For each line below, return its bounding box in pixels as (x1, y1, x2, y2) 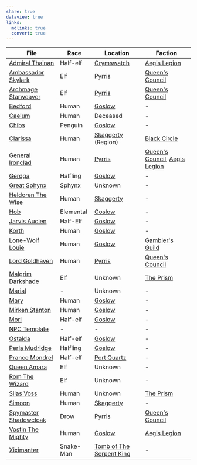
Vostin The (9, 426, 39, 434)
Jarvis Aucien (9, 218, 47, 226)
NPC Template (9, 325, 49, 333)
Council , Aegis (145, 155, 185, 163)
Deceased (94, 112, 123, 120)
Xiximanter (9, 446, 39, 454)
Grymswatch (94, 59, 130, 67)
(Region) (94, 138, 118, 147)
